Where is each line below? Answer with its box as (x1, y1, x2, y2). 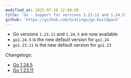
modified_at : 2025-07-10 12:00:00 (5, 7, 79, 13)
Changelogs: (5, 52, 32, 58)
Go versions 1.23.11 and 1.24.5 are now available (12, 31, 118, 37)
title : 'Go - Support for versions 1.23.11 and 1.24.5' (5, 12, 127, 17)
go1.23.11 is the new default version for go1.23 (12, 42, 112, 48)
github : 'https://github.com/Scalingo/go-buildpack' (5, 17, 120, 22)
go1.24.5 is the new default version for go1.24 (12, 36, 109, 43)
